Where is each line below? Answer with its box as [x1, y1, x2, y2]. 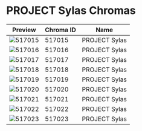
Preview [11, 25, 36, 34]
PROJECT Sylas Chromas [6, 4, 136, 18]
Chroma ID [45, 25, 77, 34]
